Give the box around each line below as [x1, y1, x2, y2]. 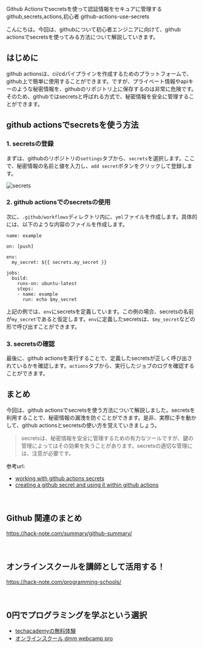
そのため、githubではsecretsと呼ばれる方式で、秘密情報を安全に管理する [6, 93, 189, 100]
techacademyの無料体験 [15, 627, 76, 635]
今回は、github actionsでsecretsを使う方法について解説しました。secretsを [6, 406, 196, 414]
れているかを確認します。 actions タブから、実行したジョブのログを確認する [6, 362, 195, 370]
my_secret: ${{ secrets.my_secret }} [12, 259, 107, 265]
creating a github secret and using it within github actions [15, 481, 159, 488]
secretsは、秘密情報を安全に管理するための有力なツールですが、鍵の [21, 434, 194, 442]
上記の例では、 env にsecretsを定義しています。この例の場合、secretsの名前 [6, 308, 194, 315]
